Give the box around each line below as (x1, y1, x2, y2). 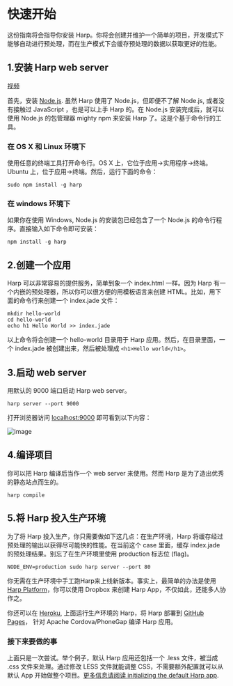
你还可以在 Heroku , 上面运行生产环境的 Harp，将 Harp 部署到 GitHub (7, 609, 204, 617)
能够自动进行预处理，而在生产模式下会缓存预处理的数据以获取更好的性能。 (7, 39, 220, 47)
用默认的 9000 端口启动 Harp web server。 (7, 386, 131, 394)
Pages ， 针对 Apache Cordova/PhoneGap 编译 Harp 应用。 (7, 617, 177, 625)
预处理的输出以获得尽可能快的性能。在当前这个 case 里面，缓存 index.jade (7, 540, 220, 549)
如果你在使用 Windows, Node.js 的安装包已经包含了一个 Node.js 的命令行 (7, 216, 216, 224)
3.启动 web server (7, 366, 87, 378)
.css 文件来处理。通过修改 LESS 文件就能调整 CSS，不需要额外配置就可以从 (7, 662, 224, 671)
